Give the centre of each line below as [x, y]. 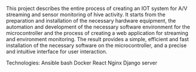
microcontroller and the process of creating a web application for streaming [97, 33]
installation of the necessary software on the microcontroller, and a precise [97, 45]
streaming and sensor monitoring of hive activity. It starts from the [86, 15]
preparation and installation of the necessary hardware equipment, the [91, 21]
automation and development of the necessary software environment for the [98, 27]
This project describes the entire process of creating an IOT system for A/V [97, 8]
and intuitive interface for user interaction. [57, 51]
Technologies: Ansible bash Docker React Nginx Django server [82, 63]
